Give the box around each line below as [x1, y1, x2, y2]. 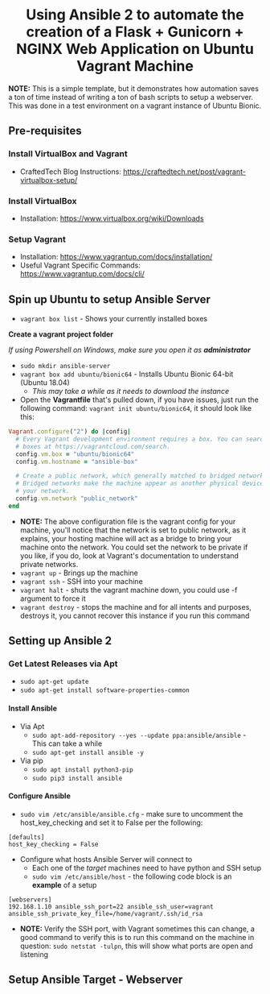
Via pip [19, 756, 44, 765]
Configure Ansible [8, 791, 71, 801]
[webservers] [8, 896, 52, 904]
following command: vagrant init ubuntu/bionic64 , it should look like [19, 404, 252, 413]
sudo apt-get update [19, 678, 89, 686]
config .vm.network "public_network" [15, 495, 138, 503]
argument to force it [19, 594, 86, 603]
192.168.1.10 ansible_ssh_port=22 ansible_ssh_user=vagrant [8, 902, 215, 911]
